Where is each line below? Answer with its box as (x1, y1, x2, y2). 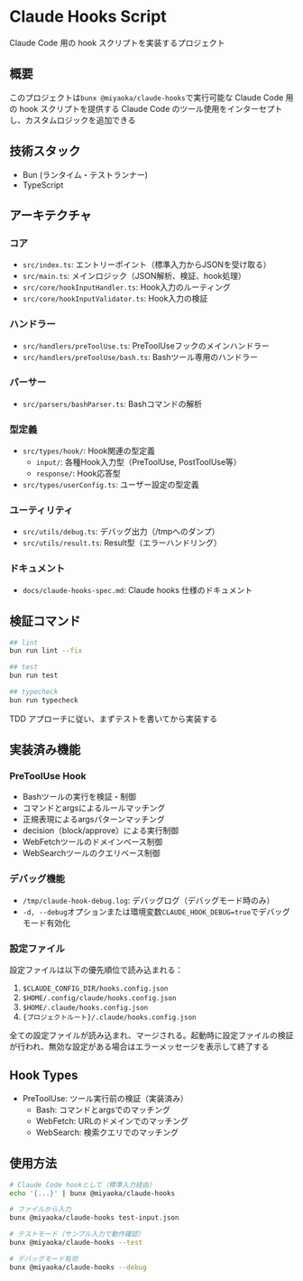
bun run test (9, 671, 59, 681)
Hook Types (9, 1068, 78, 1083)
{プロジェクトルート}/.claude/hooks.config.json (22, 1013, 197, 1022)
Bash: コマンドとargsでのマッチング (35, 1104, 171, 1115)
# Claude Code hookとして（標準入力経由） (9, 1180, 156, 1189)
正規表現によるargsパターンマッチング (22, 814, 165, 825)
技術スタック (9, 144, 81, 159)
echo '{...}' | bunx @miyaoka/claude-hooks (9, 1189, 176, 1198)
